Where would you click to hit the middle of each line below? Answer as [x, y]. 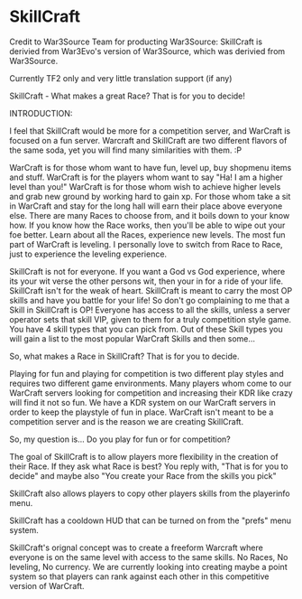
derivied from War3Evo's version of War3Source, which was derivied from [147, 51]
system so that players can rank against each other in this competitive [139, 576]
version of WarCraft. [47, 585]
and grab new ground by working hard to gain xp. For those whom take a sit [150, 196]
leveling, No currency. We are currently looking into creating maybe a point [148, 566]
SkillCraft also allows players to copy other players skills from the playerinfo [150, 493]
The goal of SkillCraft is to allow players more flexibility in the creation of [144, 456]
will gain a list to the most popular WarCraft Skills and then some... [132, 338]
